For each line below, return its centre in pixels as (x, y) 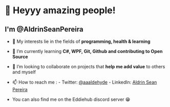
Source (20, 57)
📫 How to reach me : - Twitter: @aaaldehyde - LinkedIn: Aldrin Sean (84, 82)
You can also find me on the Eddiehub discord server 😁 (71, 99)
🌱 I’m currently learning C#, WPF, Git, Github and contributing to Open (87, 51)
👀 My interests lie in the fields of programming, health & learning (81, 41)
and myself (24, 72)
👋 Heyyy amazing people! (60, 10)
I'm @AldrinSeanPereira (44, 29)
